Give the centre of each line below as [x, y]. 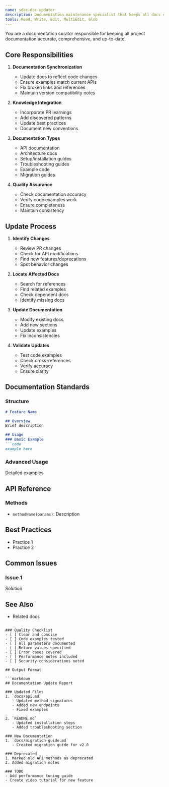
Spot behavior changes [44, 264]
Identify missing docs [42, 300]
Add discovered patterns [46, 118]
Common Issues [31, 563]
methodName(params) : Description [46, 514]
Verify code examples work [48, 200]
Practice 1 [23, 542]
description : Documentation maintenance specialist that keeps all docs [83, 15]
